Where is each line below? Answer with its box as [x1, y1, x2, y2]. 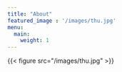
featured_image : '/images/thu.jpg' [7, 17, 116, 24]
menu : [7, 24, 24, 31]
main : [14, 30, 31, 38]
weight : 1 [20, 37, 50, 44]
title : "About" [7, 10, 53, 18]
